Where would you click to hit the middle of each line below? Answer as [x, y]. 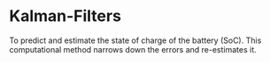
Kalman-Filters [66, 16]
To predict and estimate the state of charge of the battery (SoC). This [135, 40]
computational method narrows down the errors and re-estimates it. [133, 49]
